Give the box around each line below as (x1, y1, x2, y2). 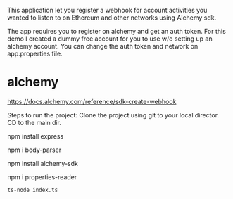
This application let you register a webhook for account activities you (7, 6, 208, 14)
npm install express (7, 131, 64, 140)
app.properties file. (7, 49, 63, 58)
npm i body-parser (7, 146, 62, 154)
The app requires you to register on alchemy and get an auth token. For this (7, 27, 227, 35)
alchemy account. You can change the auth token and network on (7, 42, 199, 50)
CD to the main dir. (7, 118, 62, 127)
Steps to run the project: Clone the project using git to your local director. (7, 110, 220, 119)
